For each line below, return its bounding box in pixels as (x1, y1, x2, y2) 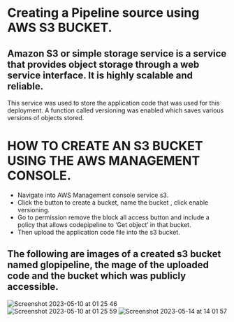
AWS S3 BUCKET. (7, 20, 112, 36)
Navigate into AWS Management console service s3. (17, 191, 169, 199)
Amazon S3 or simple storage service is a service (7, 47, 227, 59)
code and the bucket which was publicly (7, 270, 187, 282)
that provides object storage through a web (7, 58, 200, 71)
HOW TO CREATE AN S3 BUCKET (7, 138, 203, 154)
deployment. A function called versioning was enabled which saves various (7, 106, 224, 115)
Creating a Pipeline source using (7, 5, 200, 21)
